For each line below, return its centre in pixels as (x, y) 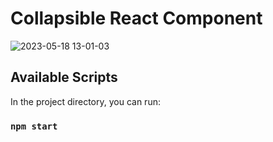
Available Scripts (64, 77)
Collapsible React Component (136, 18)
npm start (34, 126)
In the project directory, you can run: (85, 101)
